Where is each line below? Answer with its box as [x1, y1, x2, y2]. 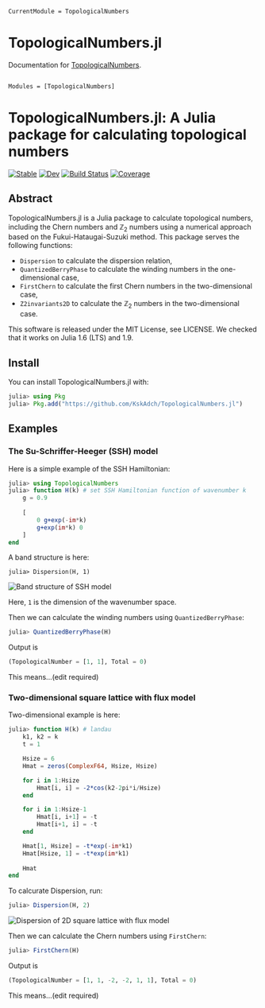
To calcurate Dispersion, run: [8, 886, 103, 896]
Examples [8, 422, 58, 436]
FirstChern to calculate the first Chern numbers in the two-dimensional [19, 281, 252, 291]
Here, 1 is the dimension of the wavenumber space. [8, 597, 177, 607]
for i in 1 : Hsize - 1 [22, 805, 87, 814]
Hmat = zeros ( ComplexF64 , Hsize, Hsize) [22, 762, 158, 770]
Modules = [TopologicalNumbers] [8, 82, 115, 91]
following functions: [8, 241, 73, 250]
